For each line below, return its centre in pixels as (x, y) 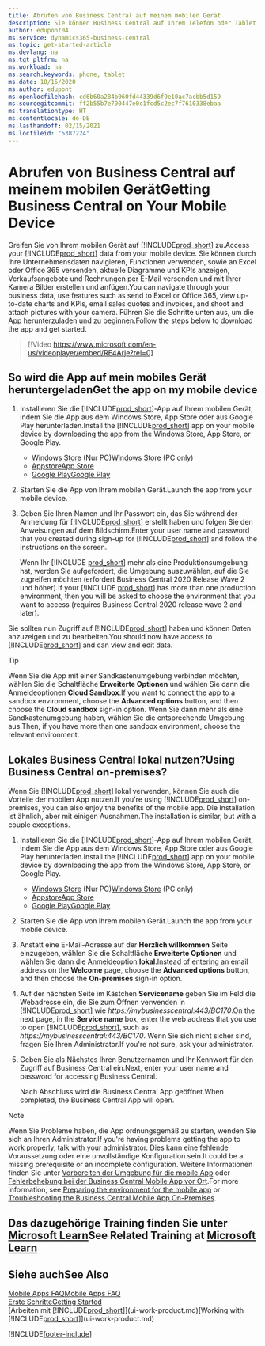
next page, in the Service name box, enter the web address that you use (138, 1019)
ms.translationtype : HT (47, 112)
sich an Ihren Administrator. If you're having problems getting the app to (125, 1139)
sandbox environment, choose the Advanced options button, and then (123, 701)
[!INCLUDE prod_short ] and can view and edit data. (91, 645)
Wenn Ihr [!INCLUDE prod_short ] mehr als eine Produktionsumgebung (133, 563)
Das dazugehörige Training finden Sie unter (118, 1223)
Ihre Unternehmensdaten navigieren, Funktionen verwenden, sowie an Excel (132, 261)
